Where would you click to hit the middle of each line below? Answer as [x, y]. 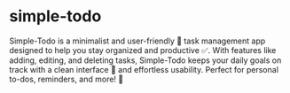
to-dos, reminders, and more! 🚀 [67, 79]
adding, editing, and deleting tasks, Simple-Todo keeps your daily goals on [145, 60]
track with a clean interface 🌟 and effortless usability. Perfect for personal [144, 69]
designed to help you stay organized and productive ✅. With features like [143, 50]
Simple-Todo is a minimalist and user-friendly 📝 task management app [137, 41]
